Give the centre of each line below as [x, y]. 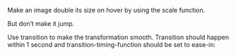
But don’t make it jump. [41, 23]
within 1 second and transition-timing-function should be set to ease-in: [111, 44]
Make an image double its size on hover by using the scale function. [106, 10]
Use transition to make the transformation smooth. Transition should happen [118, 37]
